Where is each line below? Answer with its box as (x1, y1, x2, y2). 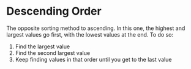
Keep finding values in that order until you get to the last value (15, 56, 172, 63)
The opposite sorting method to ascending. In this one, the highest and (6, 24, 185, 32)
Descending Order (6, 4, 102, 18)
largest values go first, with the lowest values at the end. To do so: (6, 31, 174, 38)
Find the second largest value (15, 49, 91, 56)
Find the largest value (15, 43, 70, 50)
